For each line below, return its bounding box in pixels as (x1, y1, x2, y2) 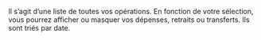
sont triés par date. (8, 24, 71, 32)
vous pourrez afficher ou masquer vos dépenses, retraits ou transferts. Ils (8, 15, 250, 24)
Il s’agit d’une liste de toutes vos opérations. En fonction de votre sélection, (8, 7, 254, 16)
